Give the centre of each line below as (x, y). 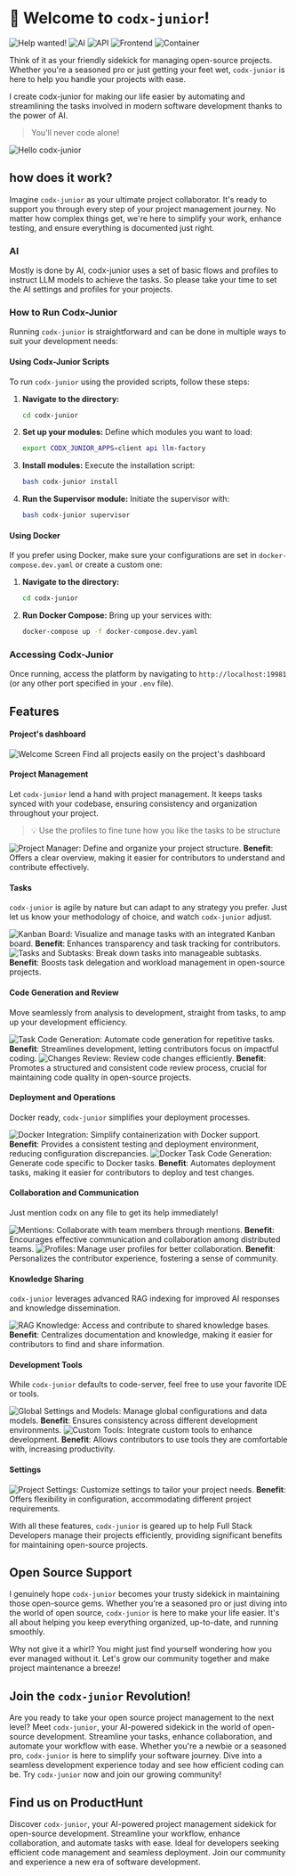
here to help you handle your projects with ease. (98, 78)
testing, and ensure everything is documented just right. (112, 227)
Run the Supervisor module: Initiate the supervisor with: (126, 499)
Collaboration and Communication (74, 1193)
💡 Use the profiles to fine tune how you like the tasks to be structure (156, 831)
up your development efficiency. (68, 1022)
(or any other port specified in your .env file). (92, 683)
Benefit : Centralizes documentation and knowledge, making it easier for (141, 1335)
